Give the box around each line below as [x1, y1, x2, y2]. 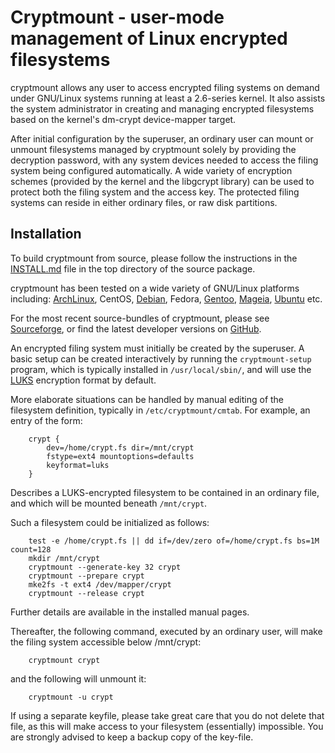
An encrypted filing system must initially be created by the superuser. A [10, 342, 305, 354]
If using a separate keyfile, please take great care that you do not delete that [10, 709, 325, 721]
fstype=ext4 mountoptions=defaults [46, 451, 195, 461]
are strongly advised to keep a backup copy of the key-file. [10, 731, 254, 743]
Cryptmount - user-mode [10, 6, 225, 29]
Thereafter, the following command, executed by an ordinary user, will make [10, 625, 323, 637]
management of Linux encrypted [10, 27, 288, 50]
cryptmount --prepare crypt [28, 571, 145, 581]
